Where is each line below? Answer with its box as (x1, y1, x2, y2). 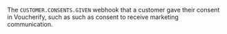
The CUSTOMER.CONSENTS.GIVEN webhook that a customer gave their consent (7, 6, 220, 14)
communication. (7, 20, 53, 28)
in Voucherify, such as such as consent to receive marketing (7, 13, 179, 21)
